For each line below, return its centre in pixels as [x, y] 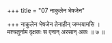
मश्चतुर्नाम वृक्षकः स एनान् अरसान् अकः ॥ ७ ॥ [56, 32]
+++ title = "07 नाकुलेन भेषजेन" [46, 11]
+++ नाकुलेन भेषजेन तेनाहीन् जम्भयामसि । [54, 24]
